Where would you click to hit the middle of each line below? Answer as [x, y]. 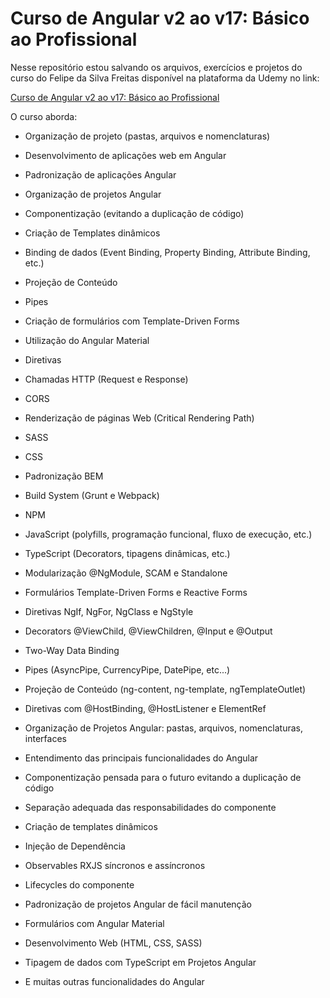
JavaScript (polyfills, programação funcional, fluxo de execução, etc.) [168, 534]
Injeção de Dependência [75, 846]
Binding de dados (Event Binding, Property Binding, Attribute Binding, [167, 252]
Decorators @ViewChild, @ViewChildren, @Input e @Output [148, 631]
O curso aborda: [44, 116]
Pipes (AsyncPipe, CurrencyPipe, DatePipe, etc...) [127, 669]
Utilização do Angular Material [87, 340]
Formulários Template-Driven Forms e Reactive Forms [136, 592]
